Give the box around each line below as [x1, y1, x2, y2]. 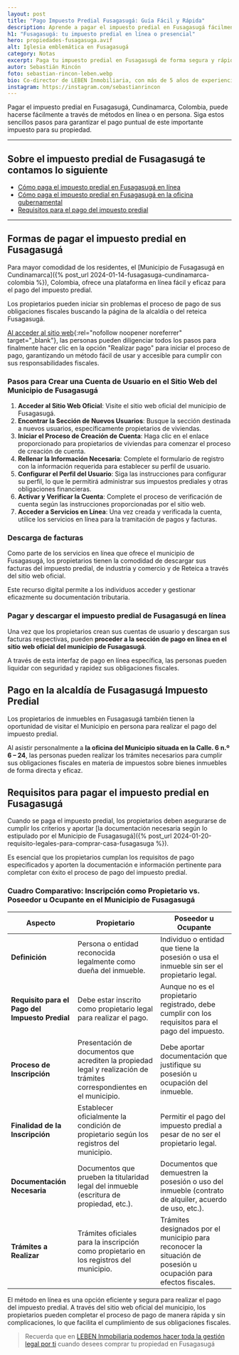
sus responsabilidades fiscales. [7, 358, 100, 367]
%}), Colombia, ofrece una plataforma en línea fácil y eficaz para [36, 278, 226, 286]
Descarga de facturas [7, 533, 84, 543]
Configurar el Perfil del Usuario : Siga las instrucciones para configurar [17, 469, 226, 478]
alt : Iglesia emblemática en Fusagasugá [7, 43, 129, 51]
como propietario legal [77, 1004, 153, 1014]
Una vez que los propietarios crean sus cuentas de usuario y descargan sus [7, 627, 230, 635]
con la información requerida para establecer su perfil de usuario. [17, 462, 211, 471]
